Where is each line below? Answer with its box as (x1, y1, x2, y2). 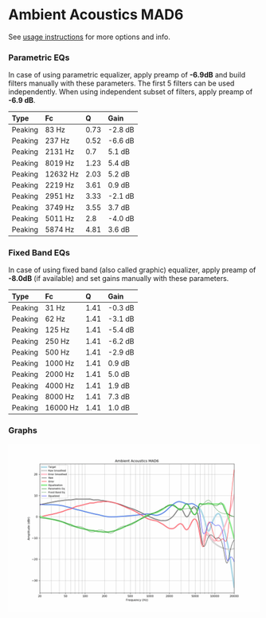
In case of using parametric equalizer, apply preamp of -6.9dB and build (8, 70, 246, 80)
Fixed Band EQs (8, 247, 70, 258)
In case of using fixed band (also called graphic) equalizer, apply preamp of (8, 265, 256, 275)
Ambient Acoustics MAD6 (8, 6, 184, 24)
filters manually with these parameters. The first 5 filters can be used (8, 78, 235, 89)
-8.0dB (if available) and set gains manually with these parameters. (8, 274, 229, 283)
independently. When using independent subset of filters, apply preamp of (8, 87, 253, 97)
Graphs (8, 425, 37, 436)
